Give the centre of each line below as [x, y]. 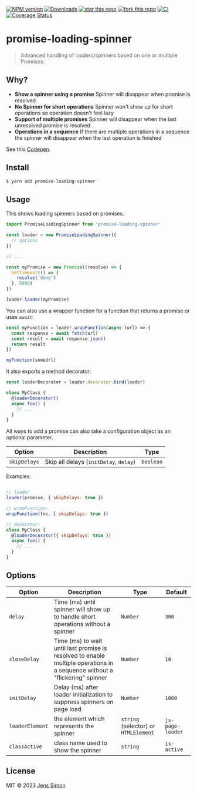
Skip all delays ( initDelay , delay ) [90, 462]
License [21, 771]
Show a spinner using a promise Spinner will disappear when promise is [102, 94]
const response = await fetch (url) [55, 333]
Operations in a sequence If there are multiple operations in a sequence [102, 132]
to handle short [74, 617]
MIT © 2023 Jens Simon [36, 785]
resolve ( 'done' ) [37, 278]
